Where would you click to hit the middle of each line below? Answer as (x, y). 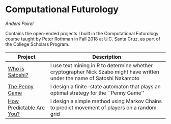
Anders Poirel (20, 23)
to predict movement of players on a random (103, 107)
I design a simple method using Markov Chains (106, 101)
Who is (16, 68)
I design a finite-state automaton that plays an (106, 86)
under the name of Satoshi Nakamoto (95, 78)
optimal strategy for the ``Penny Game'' (97, 93)
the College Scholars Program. (37, 44)
